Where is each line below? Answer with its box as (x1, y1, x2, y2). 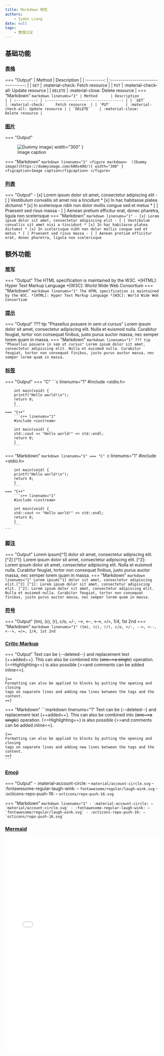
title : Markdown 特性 (5, 7, 48, 12)
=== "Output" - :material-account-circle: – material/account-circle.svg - (5, 780, 154, 786)
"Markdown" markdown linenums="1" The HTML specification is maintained (5, 288, 159, 293)
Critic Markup (5, 640, 39, 647)
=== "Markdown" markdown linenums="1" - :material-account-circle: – (5, 800, 153, 806)
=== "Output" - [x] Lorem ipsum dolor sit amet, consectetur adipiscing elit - (5, 192, 158, 198)
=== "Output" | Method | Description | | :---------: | (5, 77, 109, 83)
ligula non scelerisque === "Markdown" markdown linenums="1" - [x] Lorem (5, 213, 159, 219)
